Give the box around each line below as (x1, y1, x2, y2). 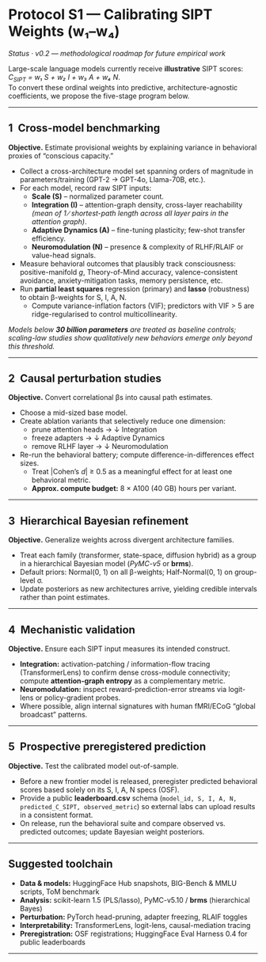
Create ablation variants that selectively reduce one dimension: (19, 416, 226, 426)
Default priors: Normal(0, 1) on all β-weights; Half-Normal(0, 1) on (19, 568, 234, 577)
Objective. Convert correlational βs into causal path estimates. (8, 393, 213, 402)
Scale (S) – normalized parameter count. (31, 192, 165, 201)
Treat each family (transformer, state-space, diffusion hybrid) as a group (19, 550, 257, 560)
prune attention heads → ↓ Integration (31, 425, 158, 435)
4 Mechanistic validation (8, 623, 136, 637)
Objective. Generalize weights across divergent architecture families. (8, 535, 235, 545)
